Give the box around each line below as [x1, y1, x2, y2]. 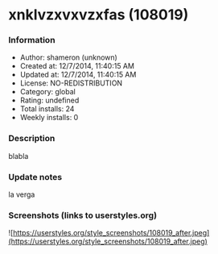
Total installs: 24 [19, 104, 75, 114]
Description [8, 133, 56, 144]
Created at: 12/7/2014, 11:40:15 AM [19, 61, 135, 71]
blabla [8, 151, 29, 160]
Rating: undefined [19, 95, 80, 106]
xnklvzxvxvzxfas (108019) [8, 6, 189, 24]
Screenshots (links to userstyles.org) [8, 210, 158, 221]
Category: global [19, 87, 76, 97]
